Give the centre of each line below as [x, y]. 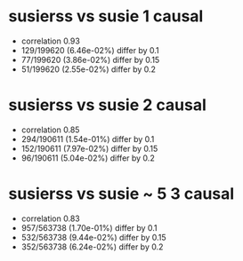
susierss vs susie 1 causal [106, 16]
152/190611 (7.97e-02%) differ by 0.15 [89, 148]
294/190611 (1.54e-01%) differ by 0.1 [88, 138]
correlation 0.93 [51, 41]
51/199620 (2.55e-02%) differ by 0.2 [89, 69]
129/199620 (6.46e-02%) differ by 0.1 [90, 50]
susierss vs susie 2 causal [107, 105]
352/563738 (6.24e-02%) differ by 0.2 [92, 247]
